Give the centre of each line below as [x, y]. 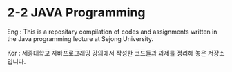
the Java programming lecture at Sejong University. [80, 38]
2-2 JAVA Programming [76, 13]
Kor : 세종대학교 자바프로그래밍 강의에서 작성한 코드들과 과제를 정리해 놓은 [107, 53]
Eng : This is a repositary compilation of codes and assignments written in [112, 32]
